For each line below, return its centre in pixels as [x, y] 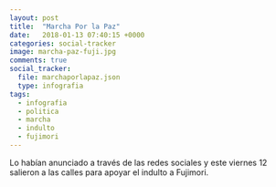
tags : [20, 94]
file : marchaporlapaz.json [69, 78]
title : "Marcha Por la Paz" [65, 26]
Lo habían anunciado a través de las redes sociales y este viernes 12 [138, 162]
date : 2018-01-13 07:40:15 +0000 [77, 35]
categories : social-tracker [63, 43]
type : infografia [51, 86]
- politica [38, 111]
